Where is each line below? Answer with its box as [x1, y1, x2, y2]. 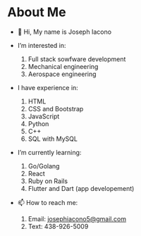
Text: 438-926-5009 [27, 222, 89, 230]
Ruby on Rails [27, 177, 68, 185]
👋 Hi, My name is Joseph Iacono [17, 27, 111, 36]
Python [27, 119, 49, 128]
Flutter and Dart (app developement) [27, 184, 135, 192]
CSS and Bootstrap [27, 104, 84, 113]
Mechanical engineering [27, 62, 99, 70]
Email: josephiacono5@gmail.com [27, 214, 127, 223]
